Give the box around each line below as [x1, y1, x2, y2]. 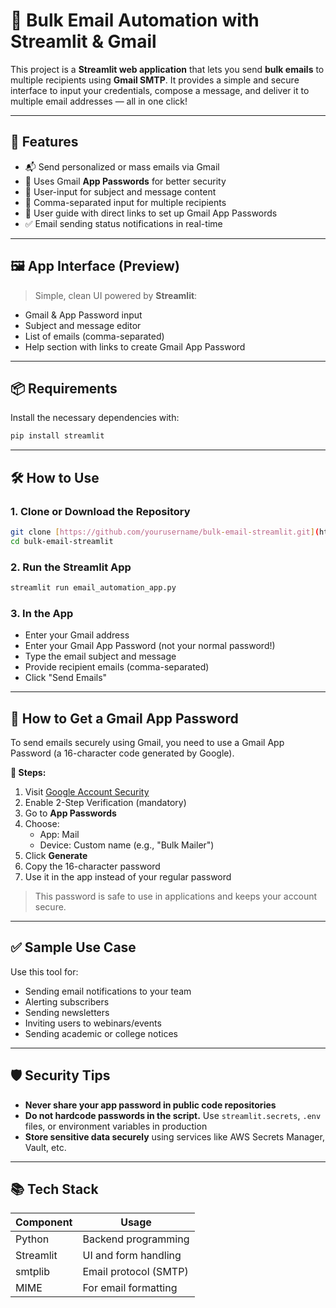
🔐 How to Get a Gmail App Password [10, 710, 239, 727]
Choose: [24, 817, 60, 829]
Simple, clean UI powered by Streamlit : [34, 289, 198, 301]
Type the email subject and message [24, 650, 177, 663]
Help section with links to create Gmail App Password [24, 340, 246, 353]
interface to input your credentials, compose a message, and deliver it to [10, 84, 310, 96]
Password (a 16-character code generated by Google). [10, 747, 235, 759]
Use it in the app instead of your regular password [24, 870, 232, 883]
